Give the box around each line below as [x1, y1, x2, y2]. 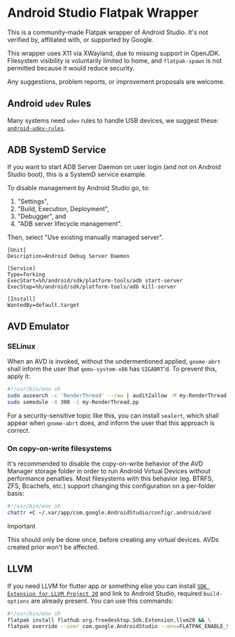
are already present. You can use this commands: [31, 596, 173, 605]
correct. [7, 426, 30, 434]
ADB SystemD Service [7, 144, 106, 156]
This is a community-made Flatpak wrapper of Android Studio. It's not [7, 28, 208, 36]
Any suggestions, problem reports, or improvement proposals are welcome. [7, 77, 225, 85]
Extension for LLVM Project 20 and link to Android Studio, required [7, 589, 202, 597]
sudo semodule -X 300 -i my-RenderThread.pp [7, 399, 139, 406]
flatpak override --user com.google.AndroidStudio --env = [7, 623, 180, 630]
